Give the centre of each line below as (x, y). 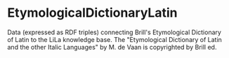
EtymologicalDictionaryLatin (92, 13)
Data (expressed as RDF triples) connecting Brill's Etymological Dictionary (114, 32)
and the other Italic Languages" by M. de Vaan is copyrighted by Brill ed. (112, 47)
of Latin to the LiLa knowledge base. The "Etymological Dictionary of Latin (115, 39)
